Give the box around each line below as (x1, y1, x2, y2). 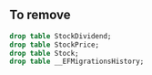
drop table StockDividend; (9, 31, 112, 40)
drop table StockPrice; (9, 40, 100, 49)
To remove (9, 7, 71, 23)
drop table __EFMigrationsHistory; (9, 57, 145, 67)
